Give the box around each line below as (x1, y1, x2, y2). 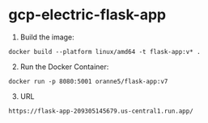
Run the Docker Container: (19, 62, 109, 72)
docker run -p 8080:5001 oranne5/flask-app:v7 (8, 77, 168, 85)
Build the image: (19, 32, 74, 42)
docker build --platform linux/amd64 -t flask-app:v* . (8, 47, 201, 55)
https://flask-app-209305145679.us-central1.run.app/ (8, 107, 194, 115)
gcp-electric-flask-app (8, 6, 167, 24)
